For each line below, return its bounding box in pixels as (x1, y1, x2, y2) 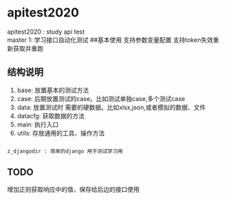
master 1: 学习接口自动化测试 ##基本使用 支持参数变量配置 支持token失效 (7, 36, 214, 44)
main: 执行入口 (16, 120, 59, 129)
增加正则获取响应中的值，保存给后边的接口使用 (7, 186, 139, 194)
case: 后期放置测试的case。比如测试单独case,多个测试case (16, 94, 185, 102)
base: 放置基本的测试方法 (16, 86, 89, 94)
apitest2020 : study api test (7, 27, 85, 36)
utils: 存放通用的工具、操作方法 (16, 129, 105, 137)
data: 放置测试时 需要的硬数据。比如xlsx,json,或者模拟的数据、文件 (16, 103, 206, 111)
